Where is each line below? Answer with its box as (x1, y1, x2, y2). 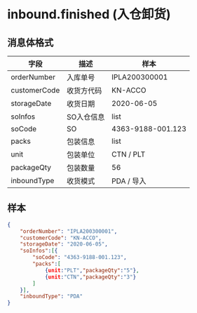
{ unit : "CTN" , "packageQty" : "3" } (44, 273, 137, 281)
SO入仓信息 (66, 112, 105, 121)
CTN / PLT (111, 149, 146, 159)
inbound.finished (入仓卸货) (7, 6, 171, 22)
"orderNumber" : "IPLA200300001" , (20, 227, 118, 235)
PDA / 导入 (111, 176, 147, 186)
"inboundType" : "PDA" (20, 293, 83, 300)
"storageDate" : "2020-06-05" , (20, 241, 109, 248)
